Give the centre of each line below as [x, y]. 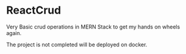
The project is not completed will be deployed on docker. [77, 45]
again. [14, 33]
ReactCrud [34, 10]
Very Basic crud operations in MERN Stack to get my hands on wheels [93, 27]
